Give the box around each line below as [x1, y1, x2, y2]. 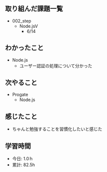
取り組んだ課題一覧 [5, 4, 63, 13]
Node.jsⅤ [19, 23, 38, 29]
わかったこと [5, 43, 44, 52]
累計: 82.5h [12, 162, 35, 168]
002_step [12, 18, 31, 23]
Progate [12, 92, 28, 98]
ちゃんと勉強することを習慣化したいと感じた [12, 126, 103, 132]
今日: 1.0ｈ [12, 156, 33, 162]
